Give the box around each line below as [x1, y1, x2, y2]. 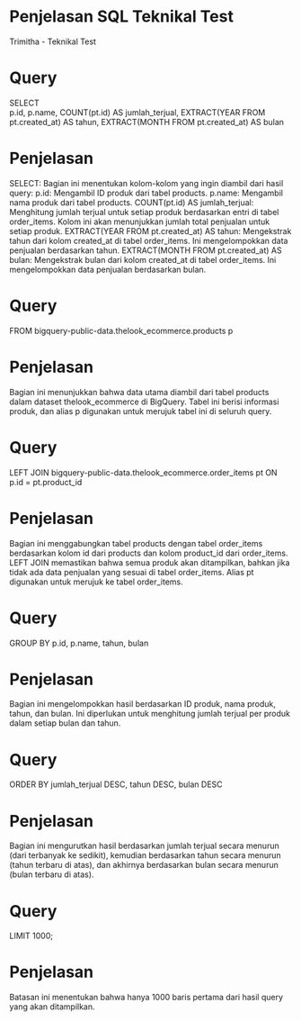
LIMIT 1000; [9, 930, 54, 942]
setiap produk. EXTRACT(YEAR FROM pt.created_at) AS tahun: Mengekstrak [9, 225, 292, 236]
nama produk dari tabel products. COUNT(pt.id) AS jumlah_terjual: [9, 196, 254, 208]
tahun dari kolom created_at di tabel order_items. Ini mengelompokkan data [9, 235, 288, 246]
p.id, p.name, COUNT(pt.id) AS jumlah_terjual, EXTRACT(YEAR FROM [9, 106, 266, 118]
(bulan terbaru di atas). [9, 869, 94, 880]
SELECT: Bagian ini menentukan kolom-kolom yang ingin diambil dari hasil [9, 177, 284, 188]
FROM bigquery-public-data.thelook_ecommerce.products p [9, 325, 234, 336]
